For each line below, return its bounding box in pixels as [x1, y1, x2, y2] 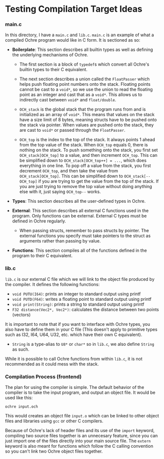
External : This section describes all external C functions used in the [12, 208, 149, 214]
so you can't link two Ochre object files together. [5, 448, 103, 454]
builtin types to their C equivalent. [19, 67, 88, 72]
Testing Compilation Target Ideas [5, 3, 143, 15]
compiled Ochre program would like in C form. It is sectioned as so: [5, 37, 141, 43]
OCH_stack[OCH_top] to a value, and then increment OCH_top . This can [19, 152, 158, 158]
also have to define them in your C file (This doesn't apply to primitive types [5, 326, 158, 332]
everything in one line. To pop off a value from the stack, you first [19, 163, 151, 169]
